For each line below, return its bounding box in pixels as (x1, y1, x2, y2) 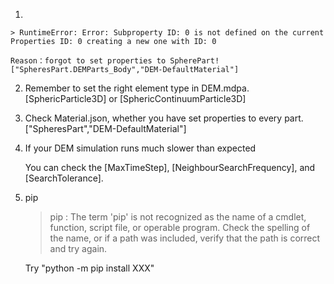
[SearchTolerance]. (24, 172, 104, 184)
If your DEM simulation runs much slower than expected (24, 142, 257, 154)
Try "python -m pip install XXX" (24, 262, 155, 274)
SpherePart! (169, 56, 220, 66)
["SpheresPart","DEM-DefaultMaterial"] (24, 123, 187, 134)
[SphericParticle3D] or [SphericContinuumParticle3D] (24, 93, 247, 104)
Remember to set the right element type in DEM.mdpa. (24, 82, 250, 94)
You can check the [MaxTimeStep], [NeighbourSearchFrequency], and (24, 162, 316, 173)
